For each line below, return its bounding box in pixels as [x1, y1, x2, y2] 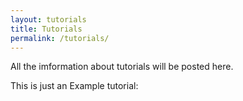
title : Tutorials [10, 24, 83, 34]
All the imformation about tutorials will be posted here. [10, 61, 234, 73]
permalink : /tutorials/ [10, 33, 110, 43]
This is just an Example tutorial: [10, 80, 139, 92]
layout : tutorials [10, 14, 87, 25]
